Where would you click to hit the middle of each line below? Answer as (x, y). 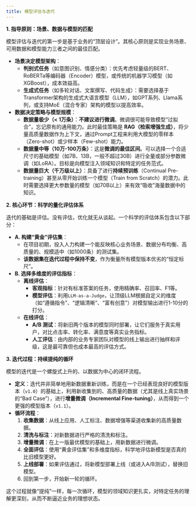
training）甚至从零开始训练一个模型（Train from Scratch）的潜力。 (103, 178)
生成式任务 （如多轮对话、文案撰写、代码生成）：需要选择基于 (96, 90)
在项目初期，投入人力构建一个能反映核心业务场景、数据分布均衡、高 (105, 244)
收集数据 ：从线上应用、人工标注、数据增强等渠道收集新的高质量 (100, 420)
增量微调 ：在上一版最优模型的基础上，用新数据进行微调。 (92, 442)
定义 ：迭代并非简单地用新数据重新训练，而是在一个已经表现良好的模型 (99, 384)
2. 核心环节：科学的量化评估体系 (45, 204)
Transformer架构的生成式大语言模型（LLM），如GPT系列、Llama (100, 98)
